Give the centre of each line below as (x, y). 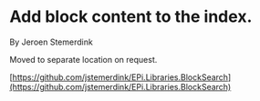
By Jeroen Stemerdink (51, 42)
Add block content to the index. (131, 17)
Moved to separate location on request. (83, 59)
